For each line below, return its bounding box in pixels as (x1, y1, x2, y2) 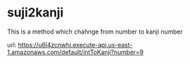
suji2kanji (7, 5, 64, 21)
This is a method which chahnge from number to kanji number (7, 27, 183, 36)
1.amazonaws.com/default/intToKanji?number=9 (7, 48, 144, 56)
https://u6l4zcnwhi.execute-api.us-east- (18, 40, 132, 49)
